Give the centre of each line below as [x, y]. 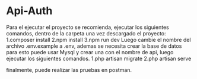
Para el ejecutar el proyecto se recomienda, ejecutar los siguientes [88, 27]
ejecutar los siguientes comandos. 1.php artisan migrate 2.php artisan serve [99, 58]
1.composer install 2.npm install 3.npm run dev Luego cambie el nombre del [99, 39]
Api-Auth [29, 11]
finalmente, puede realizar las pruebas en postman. [69, 70]
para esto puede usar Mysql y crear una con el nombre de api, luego [90, 52]
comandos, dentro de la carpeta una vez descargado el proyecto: [86, 33]
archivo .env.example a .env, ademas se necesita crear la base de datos [94, 46]
